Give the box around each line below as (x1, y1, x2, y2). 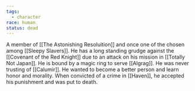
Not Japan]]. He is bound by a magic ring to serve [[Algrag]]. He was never (6, 60, 189, 67)
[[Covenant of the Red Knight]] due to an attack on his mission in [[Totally (6, 53, 185, 60)
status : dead (6, 25, 38, 31)
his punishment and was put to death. (6, 79, 98, 86)
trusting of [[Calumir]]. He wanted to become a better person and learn (6, 66, 179, 73)
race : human (6, 19, 35, 25)
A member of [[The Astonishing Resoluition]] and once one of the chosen (6, 41, 185, 48)
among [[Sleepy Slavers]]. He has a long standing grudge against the (6, 48, 174, 55)
